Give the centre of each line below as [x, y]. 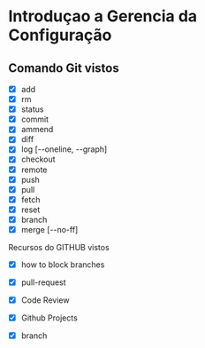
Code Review [45, 300]
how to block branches [63, 265]
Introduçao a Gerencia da [103, 16]
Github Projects [49, 318]
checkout [38, 159]
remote [34, 170]
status [32, 109]
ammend [37, 130]
